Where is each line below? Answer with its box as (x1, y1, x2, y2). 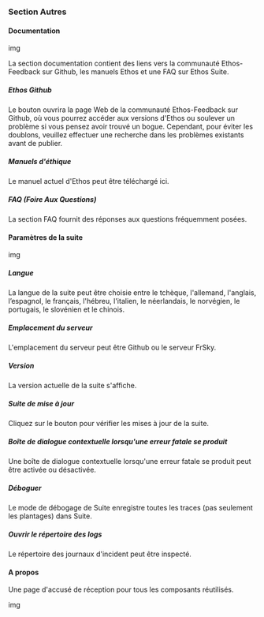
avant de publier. (8, 139, 63, 148)
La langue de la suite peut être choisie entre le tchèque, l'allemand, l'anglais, (8, 288, 257, 297)
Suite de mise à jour (8, 398, 75, 408)
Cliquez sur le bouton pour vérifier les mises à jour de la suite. (8, 419, 210, 428)
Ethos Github (8, 85, 52, 95)
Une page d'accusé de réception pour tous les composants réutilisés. (8, 585, 234, 594)
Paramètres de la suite (8, 232, 84, 242)
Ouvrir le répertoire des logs (8, 529, 102, 539)
